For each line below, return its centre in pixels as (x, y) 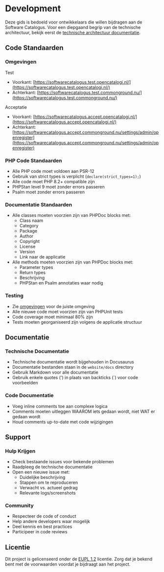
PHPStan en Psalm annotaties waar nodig (61, 283)
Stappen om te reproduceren (49, 482)
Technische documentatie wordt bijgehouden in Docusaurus (73, 362)
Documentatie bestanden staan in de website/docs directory (73, 367)
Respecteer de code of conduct (44, 516)
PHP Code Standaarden (34, 161)
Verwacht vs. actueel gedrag (48, 488)
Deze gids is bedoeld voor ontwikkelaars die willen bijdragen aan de (74, 22)
